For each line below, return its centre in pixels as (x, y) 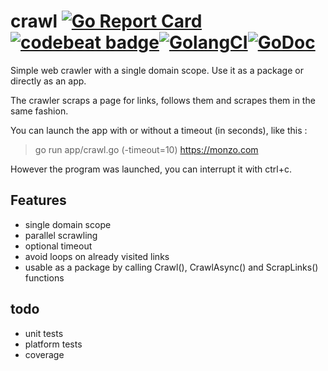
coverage (44, 354)
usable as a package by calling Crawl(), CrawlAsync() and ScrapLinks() (171, 267)
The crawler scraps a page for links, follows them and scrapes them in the (163, 100)
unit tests (44, 333)
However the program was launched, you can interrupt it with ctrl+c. (151, 169)
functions (44, 277)
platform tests (53, 344)
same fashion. (39, 111)
